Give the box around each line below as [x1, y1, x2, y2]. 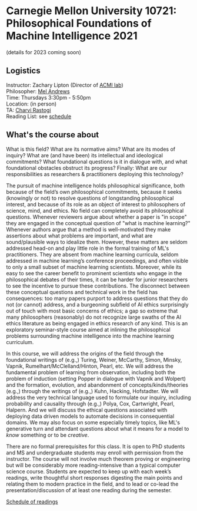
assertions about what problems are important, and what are [6, 232, 153, 239]
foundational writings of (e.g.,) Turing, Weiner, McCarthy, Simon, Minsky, [6, 356, 182, 363]
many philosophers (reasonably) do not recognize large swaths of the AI [6, 314, 181, 321]
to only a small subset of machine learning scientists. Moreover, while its [6, 263, 182, 271]
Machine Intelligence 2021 [6, 29, 138, 42]
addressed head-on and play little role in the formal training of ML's [6, 245, 169, 252]
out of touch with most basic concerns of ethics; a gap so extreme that [6, 307, 178, 314]
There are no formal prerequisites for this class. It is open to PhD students [6, 443, 185, 450]
